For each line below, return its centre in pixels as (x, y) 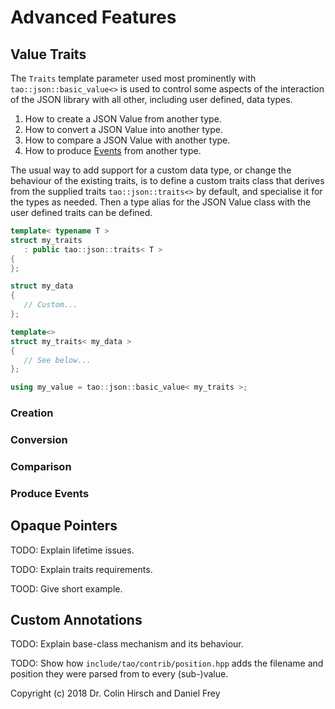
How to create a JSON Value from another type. (123, 119)
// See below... (57, 360)
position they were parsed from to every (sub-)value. (119, 674)
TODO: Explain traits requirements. (81, 569)
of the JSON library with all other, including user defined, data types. (151, 99)
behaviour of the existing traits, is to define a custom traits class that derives (167, 180)
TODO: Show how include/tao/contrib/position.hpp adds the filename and (167, 663)
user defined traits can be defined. (81, 212)
